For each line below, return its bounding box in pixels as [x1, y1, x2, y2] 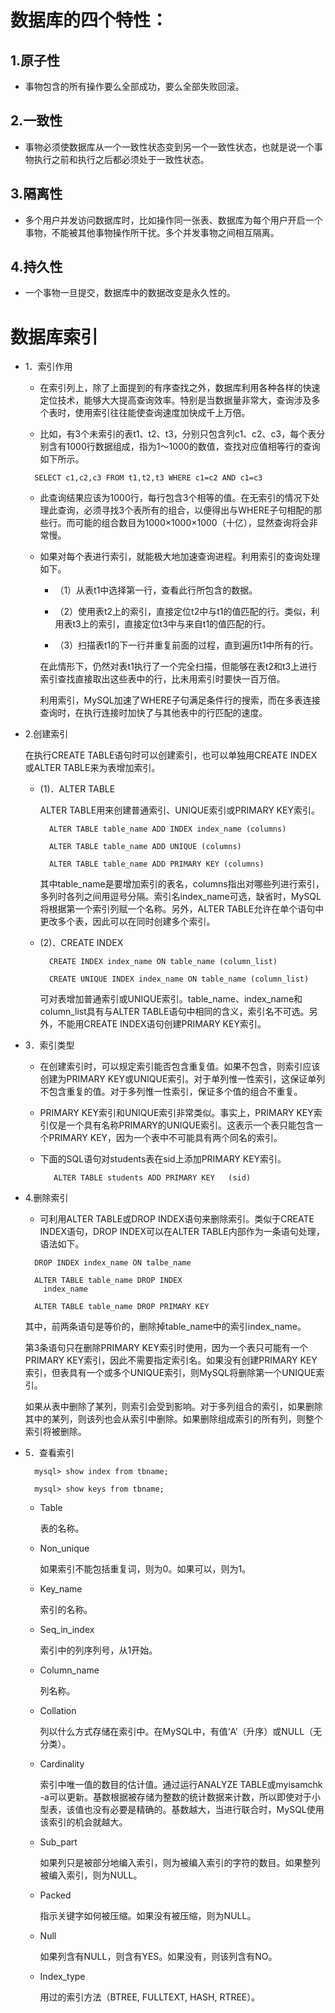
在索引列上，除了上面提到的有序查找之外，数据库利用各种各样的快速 [39, 382, 321, 394]
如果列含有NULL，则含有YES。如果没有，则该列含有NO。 [39, 1951, 278, 1963]
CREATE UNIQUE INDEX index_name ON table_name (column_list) [48, 974, 310, 985]
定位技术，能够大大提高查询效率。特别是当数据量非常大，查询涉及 [39, 394, 312, 406]
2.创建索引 [24, 728, 69, 740]
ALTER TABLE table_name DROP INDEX [34, 1276, 183, 1286]
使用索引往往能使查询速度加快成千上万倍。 [74, 407, 251, 419]
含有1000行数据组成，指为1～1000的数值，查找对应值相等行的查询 [48, 441, 321, 453]
